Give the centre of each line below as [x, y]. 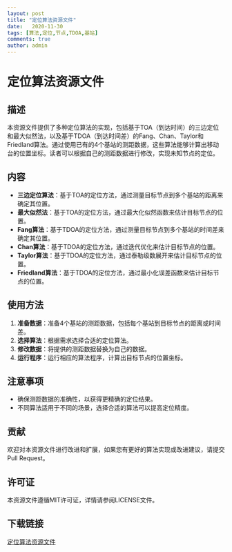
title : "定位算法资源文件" [42, 20]
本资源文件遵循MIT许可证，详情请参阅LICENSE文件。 [83, 500]
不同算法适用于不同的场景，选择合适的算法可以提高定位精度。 [105, 408]
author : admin [28, 46]
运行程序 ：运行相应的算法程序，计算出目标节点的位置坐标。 [102, 357]
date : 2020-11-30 [35, 26]
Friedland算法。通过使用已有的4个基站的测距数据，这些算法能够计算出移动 [113, 145]
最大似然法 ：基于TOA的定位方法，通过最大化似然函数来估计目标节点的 [117, 212]
